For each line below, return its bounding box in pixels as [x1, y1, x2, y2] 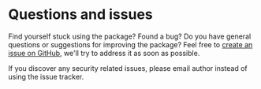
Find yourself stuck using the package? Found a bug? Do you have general [8, 32, 252, 41]
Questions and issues [8, 6, 154, 24]
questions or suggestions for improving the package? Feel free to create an [8, 39, 253, 49]
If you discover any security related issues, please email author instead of [8, 63, 248, 72]
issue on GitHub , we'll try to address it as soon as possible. [8, 48, 200, 57]
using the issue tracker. [8, 72, 84, 81]
